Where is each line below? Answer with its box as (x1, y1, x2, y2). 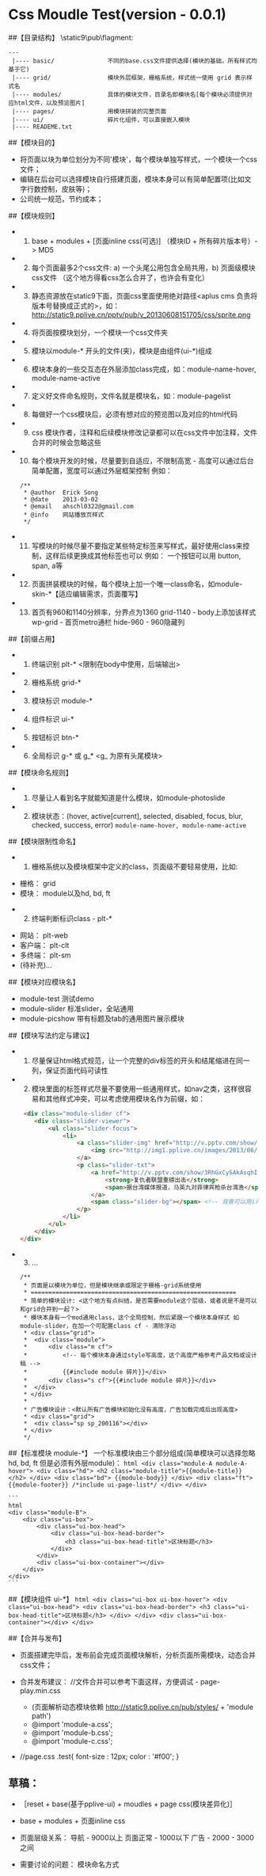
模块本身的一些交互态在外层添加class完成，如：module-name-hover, (31, 364, 256, 374)
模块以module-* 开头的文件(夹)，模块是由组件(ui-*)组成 (31, 346, 212, 356)
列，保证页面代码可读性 (31, 1065, 108, 1075)
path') (31, 1710, 51, 1720)
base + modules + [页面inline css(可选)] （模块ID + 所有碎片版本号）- (31, 236, 258, 245)
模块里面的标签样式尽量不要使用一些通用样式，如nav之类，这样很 (31, 1083, 245, 1094)
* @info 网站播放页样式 (23, 511, 104, 519)
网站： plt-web (19, 930, 69, 940)
